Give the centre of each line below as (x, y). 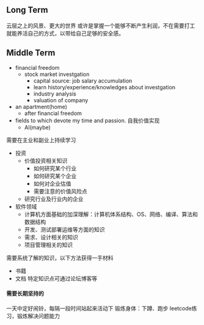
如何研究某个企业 (55, 176)
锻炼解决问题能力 (38, 316)
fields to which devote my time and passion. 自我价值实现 (87, 120)
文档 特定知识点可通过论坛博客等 (56, 278)
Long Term (27, 10)
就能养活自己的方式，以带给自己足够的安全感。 (65, 33)
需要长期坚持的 (25, 294)
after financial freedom (53, 113)
